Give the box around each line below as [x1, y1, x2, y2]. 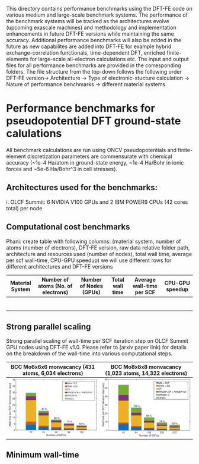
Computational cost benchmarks [6, 222, 130, 232]
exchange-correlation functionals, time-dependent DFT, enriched [6, 49, 166, 56]
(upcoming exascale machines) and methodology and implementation [6, 24, 176, 31]
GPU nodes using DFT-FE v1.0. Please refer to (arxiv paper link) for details [6, 344, 187, 351]
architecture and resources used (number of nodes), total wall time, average [6, 250, 192, 257]
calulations [6, 127, 62, 140]
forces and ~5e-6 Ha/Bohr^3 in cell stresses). [6, 165, 117, 172]
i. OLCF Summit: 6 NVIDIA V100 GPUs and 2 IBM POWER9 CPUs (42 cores [6, 198, 188, 206]
